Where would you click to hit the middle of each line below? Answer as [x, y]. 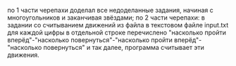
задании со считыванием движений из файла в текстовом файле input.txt [118, 25]
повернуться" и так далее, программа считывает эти [124, 47]
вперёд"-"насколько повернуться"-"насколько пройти [90, 40]
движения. [24, 55]
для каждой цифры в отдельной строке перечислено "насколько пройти [117, 32]
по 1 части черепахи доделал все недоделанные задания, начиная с [110, 10]
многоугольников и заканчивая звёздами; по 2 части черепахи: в [106, 18]
